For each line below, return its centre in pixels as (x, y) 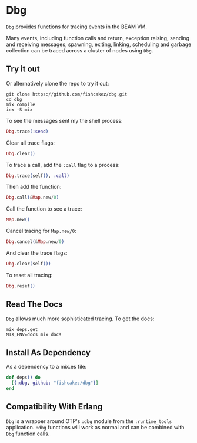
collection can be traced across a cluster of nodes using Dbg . (80, 50)
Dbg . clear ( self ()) (29, 264)
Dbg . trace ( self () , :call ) (38, 175)
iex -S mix (19, 110)
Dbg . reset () (21, 286)
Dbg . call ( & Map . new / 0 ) (33, 198)
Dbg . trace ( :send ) (27, 131)
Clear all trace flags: (30, 143)
